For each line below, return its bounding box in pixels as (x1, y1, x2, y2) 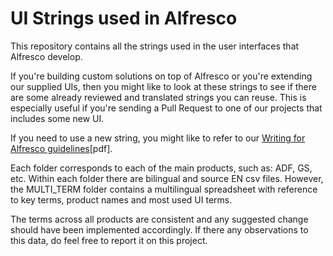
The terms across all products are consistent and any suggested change (10, 213, 309, 225)
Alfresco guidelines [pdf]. (10, 142, 113, 154)
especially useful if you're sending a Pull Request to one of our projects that (10, 102, 323, 114)
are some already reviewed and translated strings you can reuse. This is (10, 91, 307, 103)
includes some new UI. (10, 112, 105, 124)
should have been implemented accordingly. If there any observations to (10, 223, 309, 236)
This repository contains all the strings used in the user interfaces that (10, 40, 300, 52)
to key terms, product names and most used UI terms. (10, 193, 233, 206)
